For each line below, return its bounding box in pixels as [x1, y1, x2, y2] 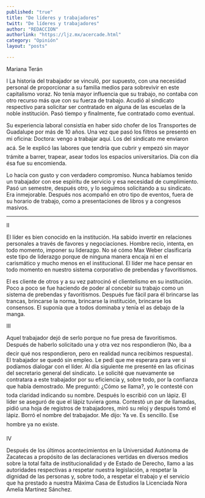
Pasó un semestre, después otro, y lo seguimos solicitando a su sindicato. [6, 184, 193, 192]
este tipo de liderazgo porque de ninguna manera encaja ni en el [6, 252, 168, 260]
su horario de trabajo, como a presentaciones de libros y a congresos [6, 197, 181, 205]
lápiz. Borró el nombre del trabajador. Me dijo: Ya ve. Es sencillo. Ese [6, 411, 179, 418]
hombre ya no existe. [6, 420, 59, 428]
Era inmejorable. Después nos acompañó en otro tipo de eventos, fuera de [6, 191, 194, 198]
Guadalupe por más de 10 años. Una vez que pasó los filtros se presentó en [6, 128, 196, 135]
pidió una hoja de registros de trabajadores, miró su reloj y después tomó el [6, 404, 196, 412]
